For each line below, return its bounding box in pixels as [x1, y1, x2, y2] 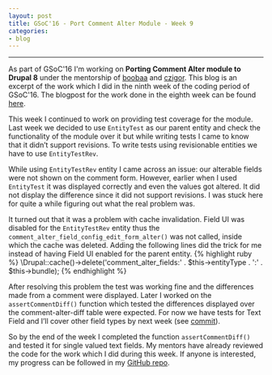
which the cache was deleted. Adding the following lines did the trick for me [8, 241, 262, 250]
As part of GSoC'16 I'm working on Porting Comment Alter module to [8, 64, 241, 74]
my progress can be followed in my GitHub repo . [8, 358, 170, 368]
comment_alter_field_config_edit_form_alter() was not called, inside [8, 232, 243, 241]
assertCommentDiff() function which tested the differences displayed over [8, 299, 255, 309]
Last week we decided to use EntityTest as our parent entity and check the [8, 123, 261, 133]
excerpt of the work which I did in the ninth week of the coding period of [8, 82, 250, 92]
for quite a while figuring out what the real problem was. [8, 199, 196, 209]
